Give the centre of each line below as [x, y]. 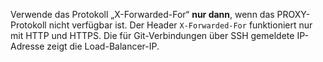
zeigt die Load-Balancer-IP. [103, 46]
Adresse [27, 46]
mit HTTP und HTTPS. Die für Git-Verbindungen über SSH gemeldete [152, 35]
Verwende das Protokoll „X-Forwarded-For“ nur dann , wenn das [142, 14]
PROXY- [293, 14]
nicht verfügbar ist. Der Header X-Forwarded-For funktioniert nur [180, 25]
